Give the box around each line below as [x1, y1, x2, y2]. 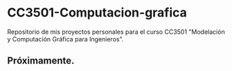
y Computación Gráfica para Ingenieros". [7, 34, 124, 43]
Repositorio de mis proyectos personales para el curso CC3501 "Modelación [7, 28, 225, 36]
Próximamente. [7, 55, 75, 67]
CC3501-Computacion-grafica [7, 5, 187, 21]
